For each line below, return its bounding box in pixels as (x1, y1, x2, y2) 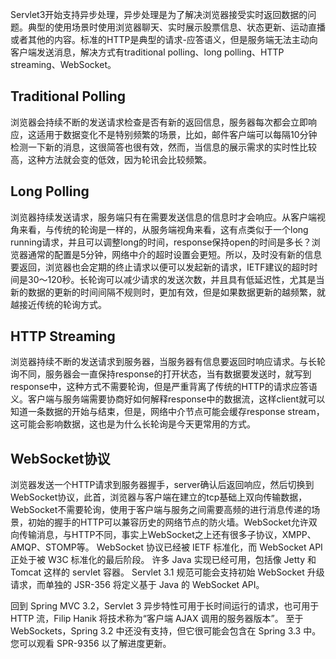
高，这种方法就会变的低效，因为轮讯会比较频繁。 (10, 153, 212, 165)
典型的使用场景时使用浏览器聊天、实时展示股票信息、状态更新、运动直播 (27, 21, 326, 33)
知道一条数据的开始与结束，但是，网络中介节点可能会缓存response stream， (10, 406, 325, 418)
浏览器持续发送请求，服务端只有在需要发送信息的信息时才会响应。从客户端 (10, 211, 317, 223)
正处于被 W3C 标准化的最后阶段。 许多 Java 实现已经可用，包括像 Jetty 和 (10, 554, 317, 566)
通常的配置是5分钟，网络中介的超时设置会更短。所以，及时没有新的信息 (27, 248, 323, 260)
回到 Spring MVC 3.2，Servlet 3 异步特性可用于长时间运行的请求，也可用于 (10, 600, 320, 612)
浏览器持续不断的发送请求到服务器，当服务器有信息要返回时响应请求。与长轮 (10, 356, 326, 368)
